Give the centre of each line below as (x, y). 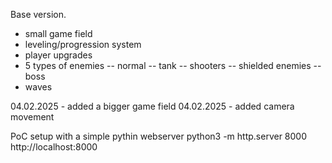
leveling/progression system (83, 44)
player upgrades (58, 55)
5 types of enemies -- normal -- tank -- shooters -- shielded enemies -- (173, 65)
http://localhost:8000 (54, 147)
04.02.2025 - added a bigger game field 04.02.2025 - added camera (152, 106)
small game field (58, 33)
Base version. (38, 14)
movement (32, 117)
